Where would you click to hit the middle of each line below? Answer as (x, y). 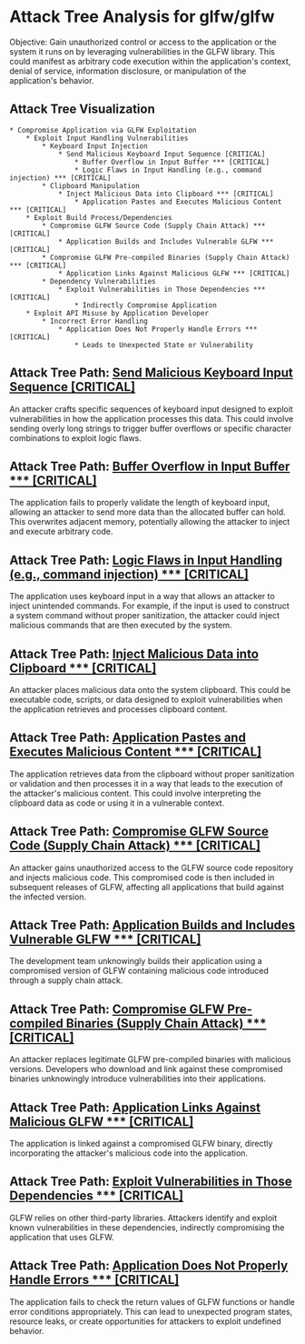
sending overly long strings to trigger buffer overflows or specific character (151, 428)
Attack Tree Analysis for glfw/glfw (142, 17)
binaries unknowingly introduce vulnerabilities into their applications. (138, 1078)
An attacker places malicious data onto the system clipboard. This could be (150, 690)
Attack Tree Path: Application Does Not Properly (149, 1266)
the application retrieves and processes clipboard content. (118, 709)
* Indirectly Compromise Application (146, 305)
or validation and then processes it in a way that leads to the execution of (146, 783)
